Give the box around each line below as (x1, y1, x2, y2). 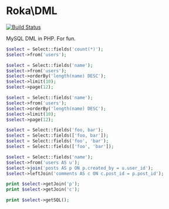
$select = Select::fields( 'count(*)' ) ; (6, 46, 104, 52)
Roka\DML (6, 4, 58, 18)
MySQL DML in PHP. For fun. (6, 35, 76, 42)
